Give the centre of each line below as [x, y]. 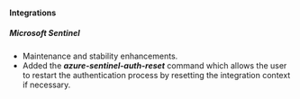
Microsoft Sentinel [45, 33]
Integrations [33, 13]
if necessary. [46, 85]
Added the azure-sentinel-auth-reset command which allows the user [155, 65]
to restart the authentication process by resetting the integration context [156, 75]
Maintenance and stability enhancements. [100, 56]
